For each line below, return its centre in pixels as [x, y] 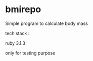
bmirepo [23, 9]
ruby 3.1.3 [15, 43]
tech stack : [17, 33]
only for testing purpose [30, 53]
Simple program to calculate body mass [47, 23]
